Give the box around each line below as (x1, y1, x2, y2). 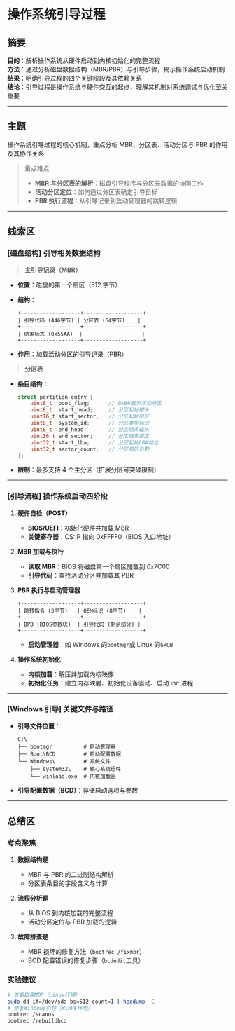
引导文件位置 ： (17, 721, 61, 730)
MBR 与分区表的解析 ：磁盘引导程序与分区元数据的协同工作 (34, 179, 204, 187)
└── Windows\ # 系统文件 (17, 758, 111, 765)
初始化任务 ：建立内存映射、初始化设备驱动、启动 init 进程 (27, 678, 194, 687)
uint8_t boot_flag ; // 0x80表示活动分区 (30, 400, 162, 407)
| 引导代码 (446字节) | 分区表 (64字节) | (17, 317, 141, 324)
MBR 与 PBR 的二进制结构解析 (27, 870, 114, 878)
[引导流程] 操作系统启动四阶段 (7, 491, 108, 501)
